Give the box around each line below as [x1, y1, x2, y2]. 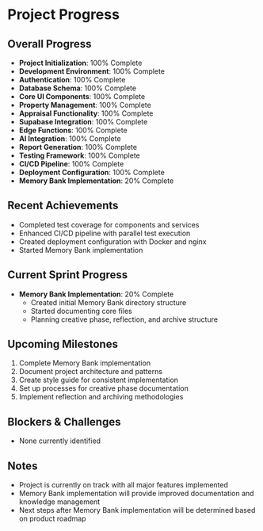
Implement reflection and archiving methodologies [18, 392, 184, 402]
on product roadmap [18, 514, 86, 524]
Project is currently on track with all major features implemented [18, 480, 229, 490]
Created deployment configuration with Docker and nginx [18, 236, 207, 246]
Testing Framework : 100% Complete [18, 151, 140, 160]
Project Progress [7, 6, 120, 24]
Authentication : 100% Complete [18, 75, 126, 84]
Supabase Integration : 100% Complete [18, 117, 148, 126]
